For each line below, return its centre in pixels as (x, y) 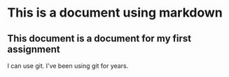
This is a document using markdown (115, 13)
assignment (34, 49)
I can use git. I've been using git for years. (68, 66)
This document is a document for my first (99, 38)
